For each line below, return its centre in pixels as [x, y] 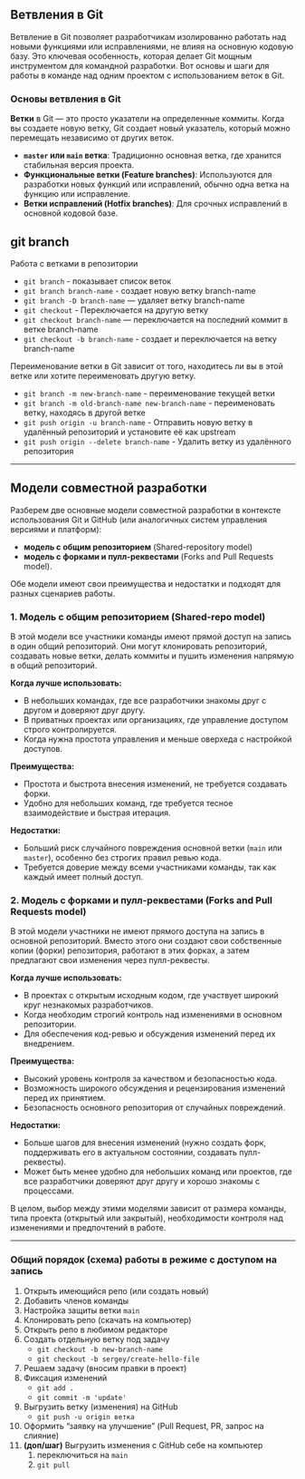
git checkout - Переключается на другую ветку [116, 310]
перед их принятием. [65, 1098]
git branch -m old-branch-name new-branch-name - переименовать [149, 403]
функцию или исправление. [76, 194]
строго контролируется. [70, 730]
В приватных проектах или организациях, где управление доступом [156, 720]
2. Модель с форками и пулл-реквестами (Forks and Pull [141, 900]
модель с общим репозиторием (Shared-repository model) [138, 547]
